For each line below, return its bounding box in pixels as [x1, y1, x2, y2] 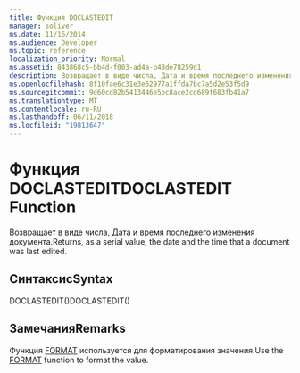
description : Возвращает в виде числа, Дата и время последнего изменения [9, 71, 294, 80]
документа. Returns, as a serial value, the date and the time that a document [9, 236, 290, 246]
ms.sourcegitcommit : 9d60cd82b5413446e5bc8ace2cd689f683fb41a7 [9, 87, 250, 96]
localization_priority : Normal [9, 54, 126, 63]
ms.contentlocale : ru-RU [9, 104, 102, 113]
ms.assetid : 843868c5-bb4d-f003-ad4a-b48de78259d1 [9, 63, 202, 72]
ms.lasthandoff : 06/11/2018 [9, 112, 114, 121]
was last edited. [9, 245, 68, 256]
